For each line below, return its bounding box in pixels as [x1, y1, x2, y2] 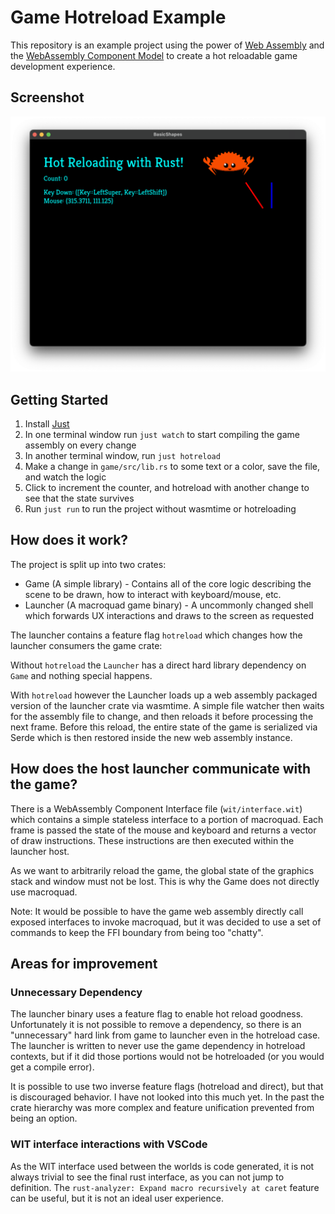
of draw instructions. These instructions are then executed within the [10, 834, 295, 846]
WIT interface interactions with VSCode [10, 1137, 208, 1151]
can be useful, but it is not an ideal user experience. [10, 1192, 224, 1204]
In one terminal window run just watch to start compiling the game [24, 429, 300, 441]
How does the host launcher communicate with [10, 761, 312, 778]
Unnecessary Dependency [10, 986, 143, 1000]
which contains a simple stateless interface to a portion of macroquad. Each [10, 813, 324, 825]
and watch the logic [24, 471, 107, 483]
